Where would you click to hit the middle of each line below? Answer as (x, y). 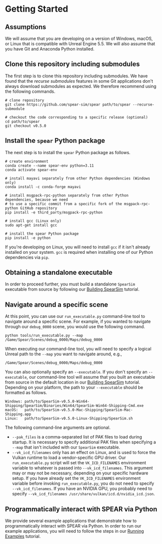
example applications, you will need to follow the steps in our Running (74, 531)
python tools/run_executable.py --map (44, 336)
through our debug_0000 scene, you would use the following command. (75, 327)
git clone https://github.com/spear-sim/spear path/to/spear (68, 105)
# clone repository (25, 100)
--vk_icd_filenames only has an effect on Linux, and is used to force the (84, 453)
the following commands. (30, 91)
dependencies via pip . (27, 257)
